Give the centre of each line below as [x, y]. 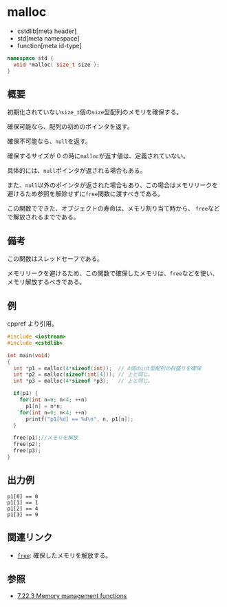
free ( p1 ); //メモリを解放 [46, 438]
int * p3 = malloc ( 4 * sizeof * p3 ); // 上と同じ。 [83, 381]
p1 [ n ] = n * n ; [44, 406]
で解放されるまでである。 [43, 217]
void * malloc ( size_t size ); [56, 65]
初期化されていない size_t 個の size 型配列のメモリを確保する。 [95, 112]
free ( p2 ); [27, 445]
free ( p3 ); [27, 451]
